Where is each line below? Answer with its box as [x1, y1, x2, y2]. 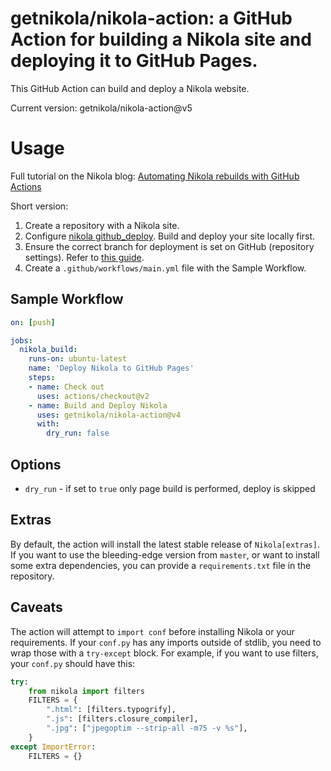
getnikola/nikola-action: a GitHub [10, 7, 293, 30]
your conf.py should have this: [10, 657, 136, 669]
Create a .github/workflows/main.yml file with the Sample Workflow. [24, 262, 307, 274]
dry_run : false [46, 428, 110, 439]
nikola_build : [19, 345, 78, 355]
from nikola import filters [28, 686, 145, 696]
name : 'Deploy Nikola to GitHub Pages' [28, 363, 195, 374]
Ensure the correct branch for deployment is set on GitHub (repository [24, 240, 315, 252]
